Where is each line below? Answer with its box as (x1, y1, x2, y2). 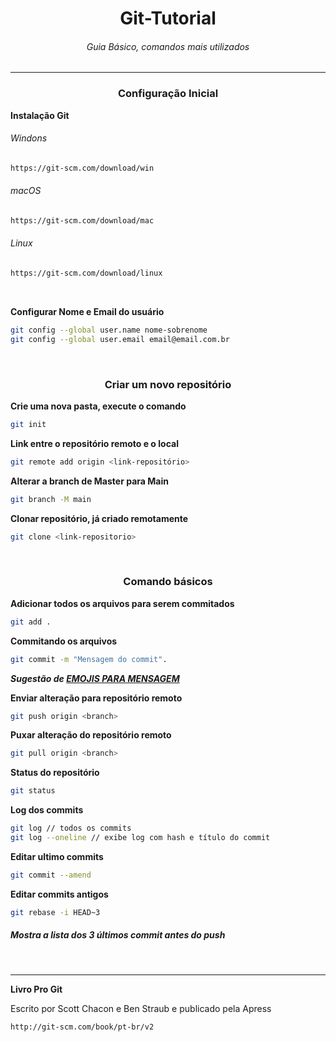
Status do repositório (10, 767, 100, 779)
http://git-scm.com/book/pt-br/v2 (10, 1022, 155, 1032)
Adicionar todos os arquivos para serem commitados (10, 597, 235, 609)
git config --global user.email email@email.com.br (10, 334, 230, 344)
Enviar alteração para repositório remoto (10, 692, 183, 704)
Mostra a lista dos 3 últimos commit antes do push (10, 929, 226, 941)
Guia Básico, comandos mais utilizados (86, 40, 250, 52)
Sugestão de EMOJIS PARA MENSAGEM (10, 672, 180, 684)
